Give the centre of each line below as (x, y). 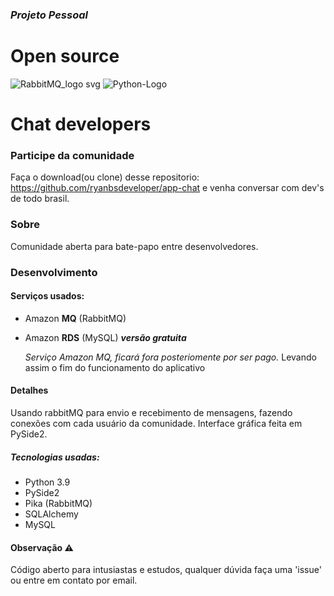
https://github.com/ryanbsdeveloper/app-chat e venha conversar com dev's (167, 188)
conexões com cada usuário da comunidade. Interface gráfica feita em (156, 423)
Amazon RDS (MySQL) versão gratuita (105, 337)
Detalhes (29, 390)
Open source (65, 56)
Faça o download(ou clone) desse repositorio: (105, 177)
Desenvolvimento (54, 272)
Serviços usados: (47, 296)
